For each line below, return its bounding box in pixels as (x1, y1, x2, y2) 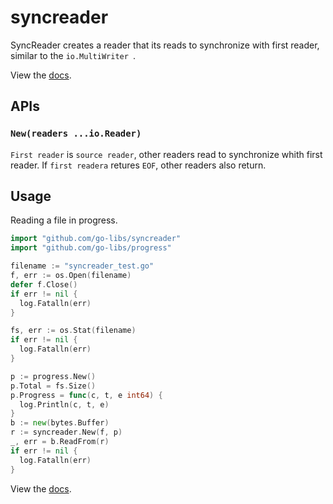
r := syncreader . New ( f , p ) (10, 427, 123, 438)
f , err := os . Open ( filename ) (10, 271, 132, 281)
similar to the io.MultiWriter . (10, 49, 137, 61)
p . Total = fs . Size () (10, 381, 97, 391)
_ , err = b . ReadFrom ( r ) (10, 437, 110, 447)
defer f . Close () (10, 279, 78, 290)
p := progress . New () (10, 371, 97, 381)
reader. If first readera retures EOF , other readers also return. (10, 159, 267, 171)
